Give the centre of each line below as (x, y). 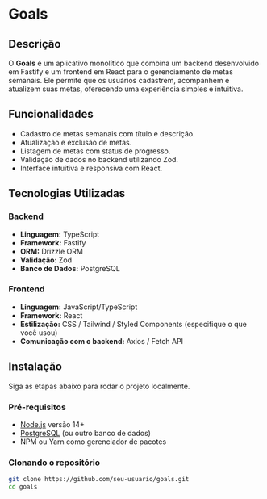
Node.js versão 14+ (52, 424)
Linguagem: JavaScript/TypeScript (79, 307)
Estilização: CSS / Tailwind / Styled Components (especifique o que (133, 324)
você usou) (39, 333)
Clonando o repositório (54, 463)
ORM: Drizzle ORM (51, 251)
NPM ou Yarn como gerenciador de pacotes (93, 442)
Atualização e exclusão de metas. (76, 142)
